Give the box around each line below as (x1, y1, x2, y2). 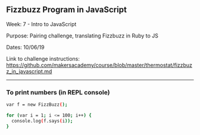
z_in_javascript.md (6, 68, 52, 75)
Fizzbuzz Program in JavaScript (6, 5, 127, 15)
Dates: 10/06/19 (6, 43, 45, 51)
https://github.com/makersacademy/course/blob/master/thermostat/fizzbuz (6, 61, 192, 68)
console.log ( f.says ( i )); (11, 118, 73, 124)
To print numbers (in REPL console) (6, 88, 110, 96)
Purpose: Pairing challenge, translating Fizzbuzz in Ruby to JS (6, 32, 159, 39)
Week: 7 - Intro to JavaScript (6, 20, 77, 27)
